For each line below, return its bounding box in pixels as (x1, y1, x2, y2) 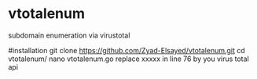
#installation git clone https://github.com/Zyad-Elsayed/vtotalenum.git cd (8, 45, 245, 55)
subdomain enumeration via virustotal (8, 31, 130, 40)
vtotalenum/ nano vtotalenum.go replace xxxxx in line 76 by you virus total (8, 54, 249, 63)
